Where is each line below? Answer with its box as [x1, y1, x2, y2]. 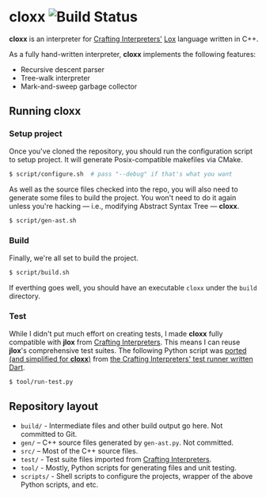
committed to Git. [20, 429, 78, 438]
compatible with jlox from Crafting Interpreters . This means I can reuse [9, 337, 241, 347]
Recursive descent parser [20, 64, 105, 74]
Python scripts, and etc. [20, 480, 99, 489]
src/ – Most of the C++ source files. [20, 446, 139, 455]
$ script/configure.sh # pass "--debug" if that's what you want [9, 170, 233, 178]
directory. [9, 291, 40, 301]
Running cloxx [9, 104, 82, 118]
